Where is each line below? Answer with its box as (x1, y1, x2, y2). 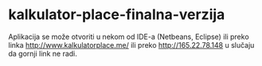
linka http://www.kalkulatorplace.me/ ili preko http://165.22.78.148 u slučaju (8, 40, 255, 49)
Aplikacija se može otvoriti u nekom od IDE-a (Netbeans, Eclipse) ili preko (8, 32, 249, 41)
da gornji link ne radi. (8, 49, 78, 58)
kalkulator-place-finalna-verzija (8, 6, 225, 24)
